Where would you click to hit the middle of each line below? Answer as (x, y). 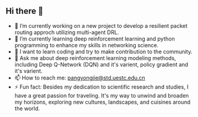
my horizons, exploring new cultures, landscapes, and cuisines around (102, 102)
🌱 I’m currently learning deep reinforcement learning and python (94, 38)
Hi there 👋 (25, 11)
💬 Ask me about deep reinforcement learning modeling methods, (95, 58)
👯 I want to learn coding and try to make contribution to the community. (103, 52)
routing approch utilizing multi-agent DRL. (67, 32)
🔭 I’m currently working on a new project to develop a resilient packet (101, 25)
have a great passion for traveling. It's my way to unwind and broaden (101, 95)
